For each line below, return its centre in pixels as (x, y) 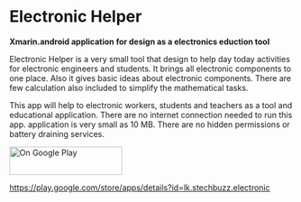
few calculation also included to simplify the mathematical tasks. (129, 87)
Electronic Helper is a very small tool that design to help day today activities (150, 59)
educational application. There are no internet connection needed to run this (151, 115)
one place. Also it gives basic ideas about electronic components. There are (150, 78)
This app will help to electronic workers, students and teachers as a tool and (151, 105)
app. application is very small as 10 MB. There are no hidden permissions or (150, 124)
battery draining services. (57, 133)
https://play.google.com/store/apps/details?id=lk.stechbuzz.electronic (140, 188)
